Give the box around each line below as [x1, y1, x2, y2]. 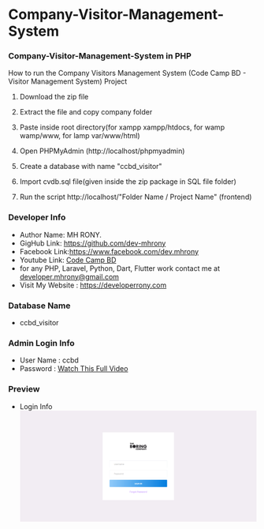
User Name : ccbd [19, 355, 79, 365]
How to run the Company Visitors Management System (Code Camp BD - [8, 69, 247, 78]
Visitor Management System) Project [8, 77, 128, 86]
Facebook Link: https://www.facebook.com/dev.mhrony [19, 246, 199, 256]
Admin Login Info [8, 338, 75, 348]
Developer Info [8, 212, 66, 223]
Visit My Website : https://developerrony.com [19, 280, 167, 290]
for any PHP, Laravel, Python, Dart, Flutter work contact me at [19, 263, 221, 273]
